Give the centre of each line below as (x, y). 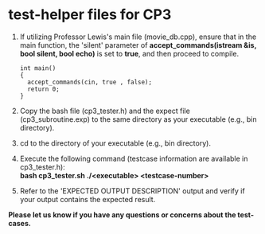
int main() (38, 68)
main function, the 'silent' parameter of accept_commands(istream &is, (138, 45)
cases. (20, 223)
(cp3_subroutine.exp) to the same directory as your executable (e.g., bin (138, 119)
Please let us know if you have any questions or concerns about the (122, 214)
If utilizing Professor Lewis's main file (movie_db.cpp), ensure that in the (138, 37)
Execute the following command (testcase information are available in (134, 158)
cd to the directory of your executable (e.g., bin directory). (115, 143)
